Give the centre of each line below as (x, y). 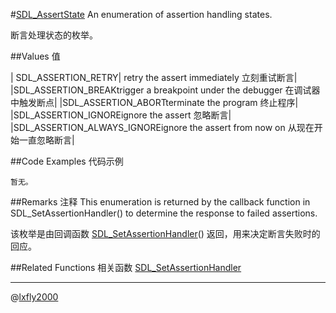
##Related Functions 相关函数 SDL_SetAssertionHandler (126, 267)
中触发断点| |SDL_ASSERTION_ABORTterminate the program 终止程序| (154, 102)
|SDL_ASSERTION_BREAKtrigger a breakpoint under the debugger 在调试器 (165, 90)
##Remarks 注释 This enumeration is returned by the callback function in (160, 202)
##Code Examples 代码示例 (67, 161)
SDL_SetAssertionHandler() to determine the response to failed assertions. (164, 213)
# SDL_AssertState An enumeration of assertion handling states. (141, 14)
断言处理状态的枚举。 (54, 35)
